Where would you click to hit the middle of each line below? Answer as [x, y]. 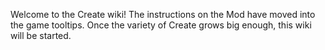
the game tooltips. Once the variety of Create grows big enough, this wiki [161, 25]
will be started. [41, 35]
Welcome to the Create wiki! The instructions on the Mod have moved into [163, 14]
